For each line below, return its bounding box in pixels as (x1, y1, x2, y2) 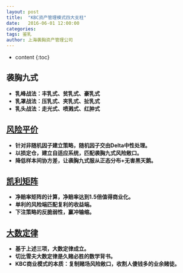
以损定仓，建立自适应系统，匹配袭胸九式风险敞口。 (14, 149, 143, 156)
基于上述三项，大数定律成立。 (14, 245, 89, 252)
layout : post (6, 8, 39, 15)
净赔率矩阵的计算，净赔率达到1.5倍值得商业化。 (14, 193, 134, 200)
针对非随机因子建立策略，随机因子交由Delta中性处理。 (14, 142, 151, 149)
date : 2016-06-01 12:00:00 (6, 20, 80, 26)
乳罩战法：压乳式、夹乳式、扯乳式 (14, 97, 100, 105)
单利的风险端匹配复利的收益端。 (14, 201, 95, 208)
